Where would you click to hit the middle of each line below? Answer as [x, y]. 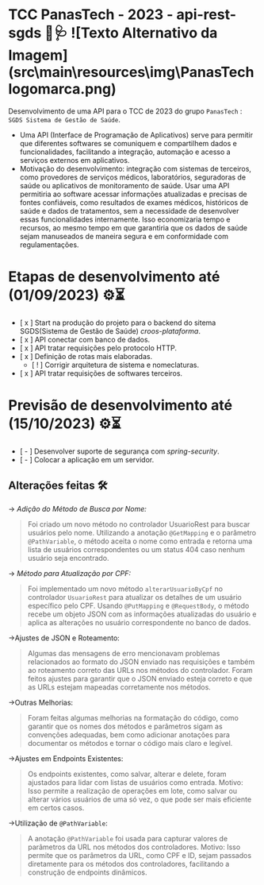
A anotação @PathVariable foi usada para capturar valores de [128, 838]
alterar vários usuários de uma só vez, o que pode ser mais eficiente [140, 799]
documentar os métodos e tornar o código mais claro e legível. [130, 743]
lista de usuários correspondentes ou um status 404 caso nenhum [136, 549]
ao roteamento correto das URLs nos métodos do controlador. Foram [140, 670]
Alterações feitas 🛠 [58, 486]
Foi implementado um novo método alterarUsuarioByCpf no [125, 589]
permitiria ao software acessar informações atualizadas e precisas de [133, 194]
